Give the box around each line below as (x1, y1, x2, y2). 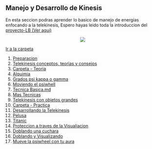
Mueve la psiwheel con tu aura (12, 138, 75, 144)
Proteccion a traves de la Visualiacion (12, 123, 88, 128)
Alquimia (12, 71, 31, 77)
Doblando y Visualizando (12, 133, 63, 139)
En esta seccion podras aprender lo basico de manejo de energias (5, 17, 139, 22)
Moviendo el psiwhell (12, 81, 56, 87)
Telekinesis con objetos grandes (12, 97, 78, 103)
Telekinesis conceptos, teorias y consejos (12, 61, 97, 66)
